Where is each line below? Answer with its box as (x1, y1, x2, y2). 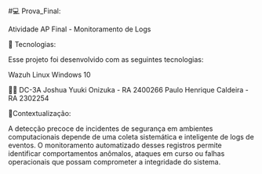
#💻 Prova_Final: (8, 6, 61, 16)
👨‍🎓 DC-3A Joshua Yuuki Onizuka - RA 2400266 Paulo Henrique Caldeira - (8, 85, 249, 94)
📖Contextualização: (8, 109, 71, 118)
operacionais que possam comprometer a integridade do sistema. (8, 158, 221, 166)
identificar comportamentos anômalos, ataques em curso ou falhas (8, 149, 225, 158)
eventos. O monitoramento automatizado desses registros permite (8, 140, 222, 150)
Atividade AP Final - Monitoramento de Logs (8, 24, 151, 34)
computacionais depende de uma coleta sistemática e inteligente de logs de (8, 132, 255, 141)
